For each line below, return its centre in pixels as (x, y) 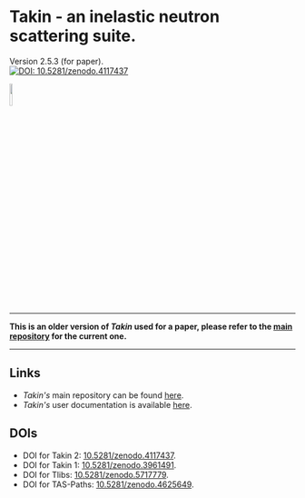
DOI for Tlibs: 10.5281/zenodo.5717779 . (96, 474)
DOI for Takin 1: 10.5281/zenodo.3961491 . (99, 464)
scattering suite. (73, 36)
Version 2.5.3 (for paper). (57, 61)
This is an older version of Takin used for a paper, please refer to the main (151, 326)
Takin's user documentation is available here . (107, 404)
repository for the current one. (68, 336)
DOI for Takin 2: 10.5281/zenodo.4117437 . (99, 455)
